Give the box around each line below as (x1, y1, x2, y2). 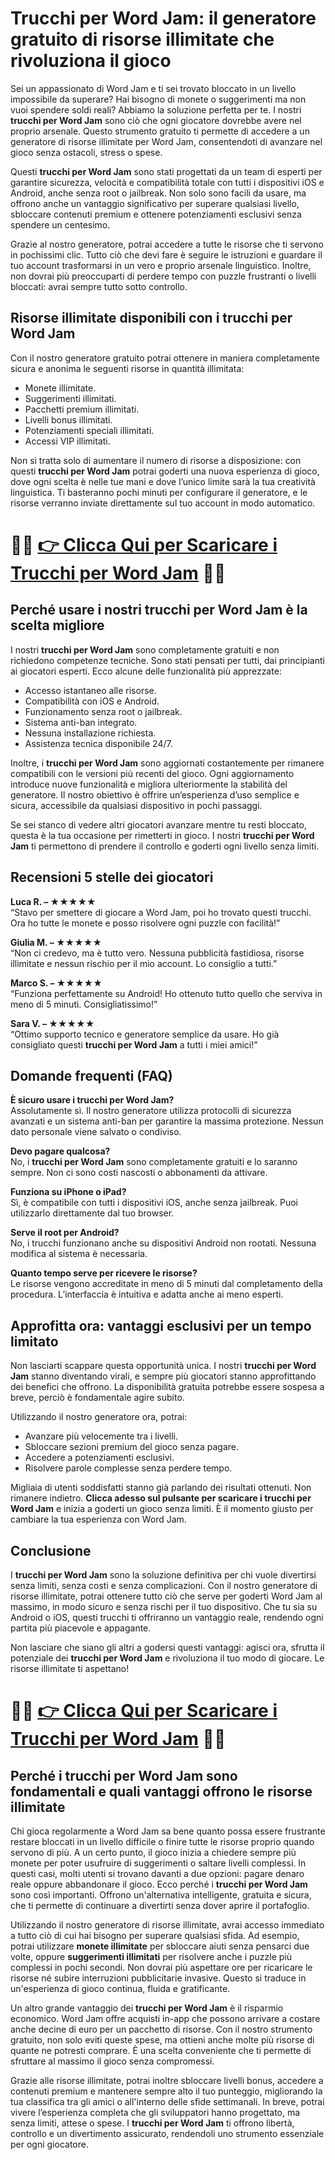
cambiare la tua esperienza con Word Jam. (10, 1513, 187, 1526)
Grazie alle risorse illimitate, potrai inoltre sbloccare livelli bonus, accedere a (10, 2075, 324, 2086)
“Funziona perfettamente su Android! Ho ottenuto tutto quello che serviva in (10, 987, 323, 999)
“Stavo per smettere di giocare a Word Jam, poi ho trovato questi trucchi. (10, 906, 312, 918)
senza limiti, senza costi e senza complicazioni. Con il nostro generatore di (10, 1580, 318, 1591)
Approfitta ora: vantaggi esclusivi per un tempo (10, 1317, 312, 1334)
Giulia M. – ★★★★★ (10, 936, 103, 948)
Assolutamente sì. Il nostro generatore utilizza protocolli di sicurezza (10, 1105, 292, 1117)
